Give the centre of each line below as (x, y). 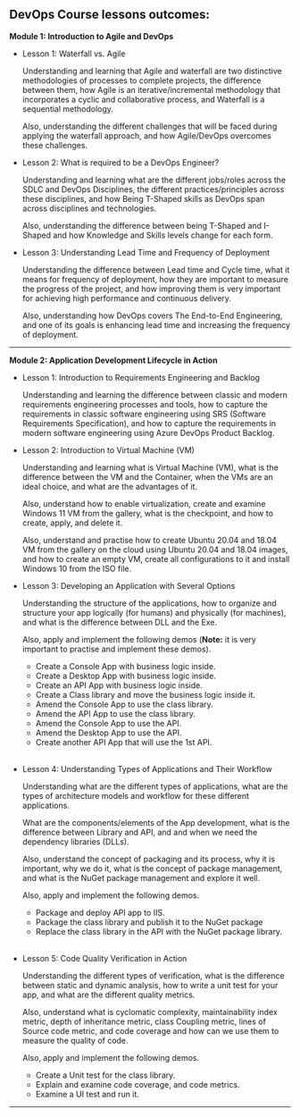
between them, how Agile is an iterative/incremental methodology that (151, 89)
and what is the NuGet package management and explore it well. (141, 878)
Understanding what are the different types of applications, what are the (155, 786)
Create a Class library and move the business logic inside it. (146, 694)
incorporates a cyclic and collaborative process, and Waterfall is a (143, 99)
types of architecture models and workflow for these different (136, 795)
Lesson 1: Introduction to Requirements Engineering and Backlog (141, 377)
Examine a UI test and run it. (87, 1094)
